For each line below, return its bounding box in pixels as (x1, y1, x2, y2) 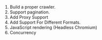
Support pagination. (9, 9, 50, 15)
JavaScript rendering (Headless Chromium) (9, 25, 98, 30)
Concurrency (9, 30, 37, 35)
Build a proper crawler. (9, 4, 56, 10)
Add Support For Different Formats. (9, 19, 81, 25)
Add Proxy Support (9, 14, 48, 20)
